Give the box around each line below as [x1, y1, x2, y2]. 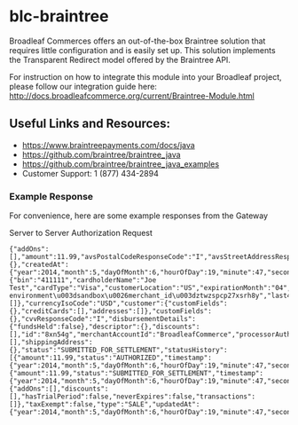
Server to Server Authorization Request [9, 228, 153, 239]
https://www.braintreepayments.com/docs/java [21, 139, 195, 150]
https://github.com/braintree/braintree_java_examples [21, 158, 220, 169]
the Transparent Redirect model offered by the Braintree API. [9, 54, 231, 65]
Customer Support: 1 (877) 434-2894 [21, 168, 160, 178]
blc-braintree [9, 6, 109, 27]
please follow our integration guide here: [9, 81, 158, 91]
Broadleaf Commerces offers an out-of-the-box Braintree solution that [9, 35, 266, 46]
